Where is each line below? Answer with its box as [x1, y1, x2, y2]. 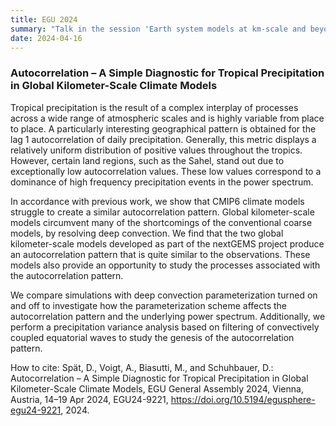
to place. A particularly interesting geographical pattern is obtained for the [10, 122, 317, 135]
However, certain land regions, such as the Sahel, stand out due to [10, 154, 285, 166]
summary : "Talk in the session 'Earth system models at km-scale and [10, 24, 307, 34]
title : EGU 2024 [10, 14, 78, 25]
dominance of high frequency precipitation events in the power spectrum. [10, 176, 314, 188]
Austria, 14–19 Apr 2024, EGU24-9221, [10, 393, 169, 405]
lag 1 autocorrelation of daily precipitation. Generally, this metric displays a [10, 133, 317, 145]
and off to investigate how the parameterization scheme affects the [10, 299, 288, 311]
